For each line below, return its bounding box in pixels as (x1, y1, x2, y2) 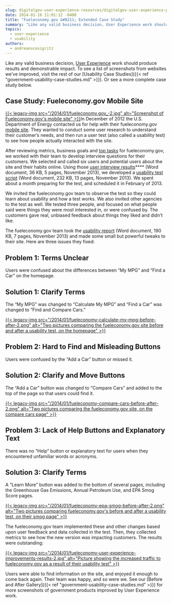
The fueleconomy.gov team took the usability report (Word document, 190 (5, 227, 162, 234)
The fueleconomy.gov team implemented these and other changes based (5, 523, 160, 530)
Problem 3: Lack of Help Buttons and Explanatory (5, 426, 165, 435)
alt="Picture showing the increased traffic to (67, 555, 161, 561)
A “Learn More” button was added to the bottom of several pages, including (5, 482, 165, 488)
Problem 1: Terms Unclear (5, 253, 89, 262)
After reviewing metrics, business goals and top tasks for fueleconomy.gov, (5, 148, 165, 154)
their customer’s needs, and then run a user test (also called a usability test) (5, 132, 165, 138)
